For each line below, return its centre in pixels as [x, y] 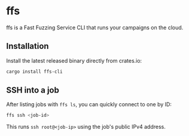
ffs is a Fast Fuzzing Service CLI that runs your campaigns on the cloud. [95, 27]
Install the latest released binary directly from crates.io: [74, 60]
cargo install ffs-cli [34, 72]
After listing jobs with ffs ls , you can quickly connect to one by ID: [89, 104]
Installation [28, 46]
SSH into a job [33, 90]
